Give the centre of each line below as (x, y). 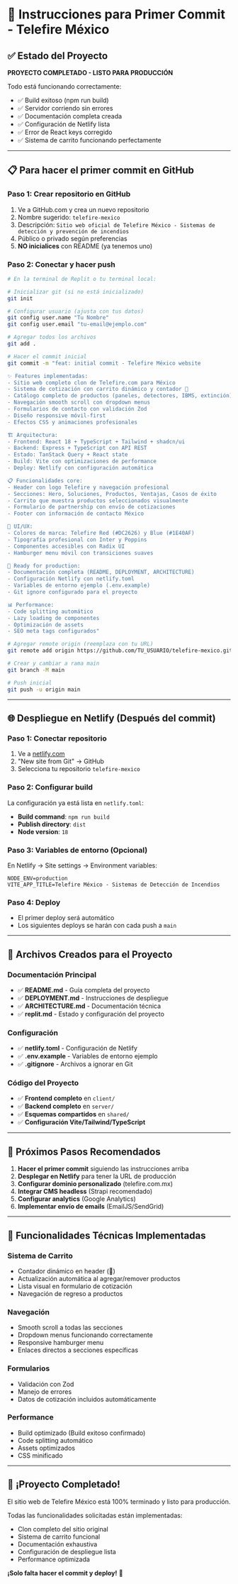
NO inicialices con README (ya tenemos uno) (85, 246)
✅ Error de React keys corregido (65, 132)
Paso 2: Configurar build (50, 787)
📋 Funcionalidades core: (45, 481)
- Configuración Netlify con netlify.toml (71, 579)
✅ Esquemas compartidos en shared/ (73, 1114)
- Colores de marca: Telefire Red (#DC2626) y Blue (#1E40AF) (101, 533)
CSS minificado (40, 1455)
